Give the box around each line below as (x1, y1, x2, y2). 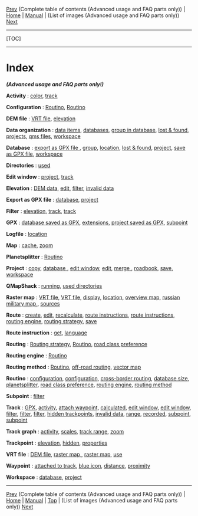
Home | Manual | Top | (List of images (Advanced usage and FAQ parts (6, 497, 178, 504)
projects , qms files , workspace (6, 133, 81, 140)
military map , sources (6, 300, 60, 307)
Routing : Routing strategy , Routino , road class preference (6, 340, 147, 347)
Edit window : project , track (6, 173, 74, 180)
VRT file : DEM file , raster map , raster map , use (6, 451, 123, 458)
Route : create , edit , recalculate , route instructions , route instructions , (6, 311, 175, 318)
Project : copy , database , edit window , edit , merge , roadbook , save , (6, 264, 174, 271)
